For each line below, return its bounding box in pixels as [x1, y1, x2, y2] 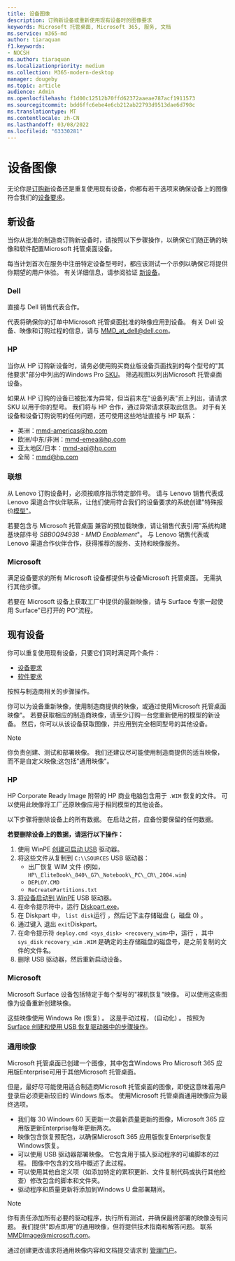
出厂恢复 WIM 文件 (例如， [27, 863, 104, 871]
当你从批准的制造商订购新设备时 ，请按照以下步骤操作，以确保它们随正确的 [7, 236, 222, 244]
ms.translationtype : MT [7, 108, 77, 115]
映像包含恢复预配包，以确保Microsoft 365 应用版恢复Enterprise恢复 [17, 1133, 212, 1141]
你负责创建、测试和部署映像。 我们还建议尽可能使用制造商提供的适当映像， [7, 748, 224, 757]
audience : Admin [7, 88, 55, 95]
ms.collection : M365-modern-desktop [7, 69, 114, 76]
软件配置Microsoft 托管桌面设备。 [19, 245, 117, 253]
